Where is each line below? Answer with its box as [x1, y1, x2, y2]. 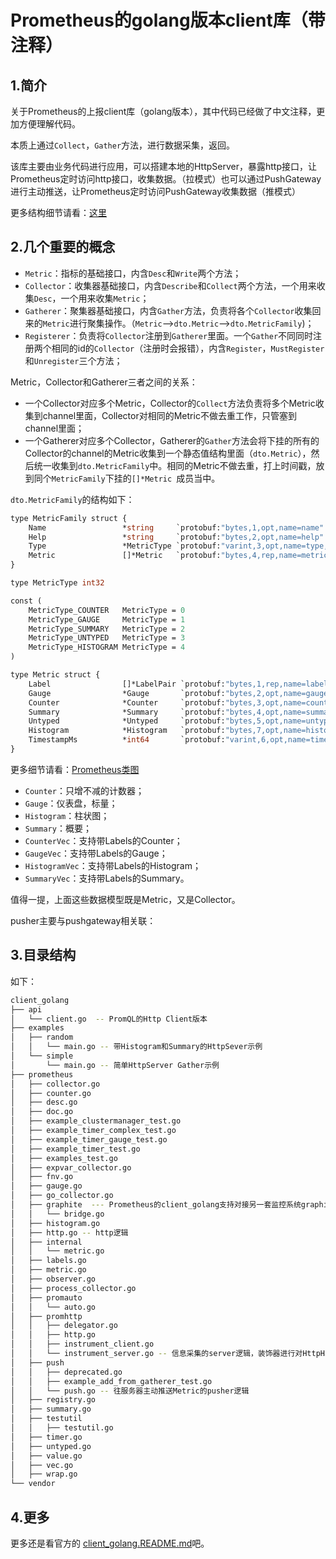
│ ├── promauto [10, 1292, 83, 1303]
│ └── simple [10, 1051, 74, 1061]
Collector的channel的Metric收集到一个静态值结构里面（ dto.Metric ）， [24, 447, 312, 459]
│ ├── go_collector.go [10, 1191, 114, 1201]
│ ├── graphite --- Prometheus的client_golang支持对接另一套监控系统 [10, 1200, 302, 1210]
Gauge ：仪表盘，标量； [24, 797, 118, 809]
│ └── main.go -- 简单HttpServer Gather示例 [10, 1060, 220, 1070]
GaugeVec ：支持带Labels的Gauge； [24, 847, 168, 859]
